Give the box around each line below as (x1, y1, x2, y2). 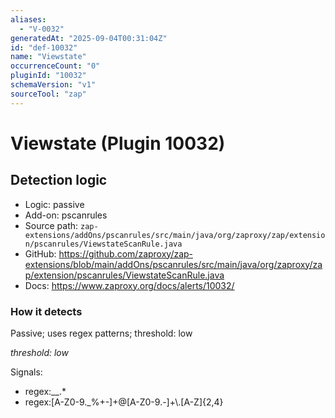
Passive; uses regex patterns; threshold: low (10, 327, 193, 339)
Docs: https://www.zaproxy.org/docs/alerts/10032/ (24, 279, 235, 291)
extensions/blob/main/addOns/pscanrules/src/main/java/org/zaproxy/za (24, 258, 323, 270)
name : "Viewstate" (10, 52, 87, 62)
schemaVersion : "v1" (10, 80, 97, 90)
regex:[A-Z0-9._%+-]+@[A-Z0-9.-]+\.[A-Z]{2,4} (24, 396, 224, 408)
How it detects (10, 304, 83, 318)
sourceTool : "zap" (10, 89, 87, 99)
